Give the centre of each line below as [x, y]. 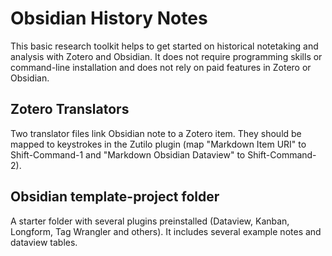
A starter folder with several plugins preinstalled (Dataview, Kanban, [150, 221]
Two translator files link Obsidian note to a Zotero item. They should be [156, 133]
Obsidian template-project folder [115, 197]
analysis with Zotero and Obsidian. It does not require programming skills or [166, 56]
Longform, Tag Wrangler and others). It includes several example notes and [166, 231]
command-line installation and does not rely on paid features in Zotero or [161, 67]
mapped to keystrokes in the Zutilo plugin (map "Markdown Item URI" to [158, 144]
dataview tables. [44, 242]
